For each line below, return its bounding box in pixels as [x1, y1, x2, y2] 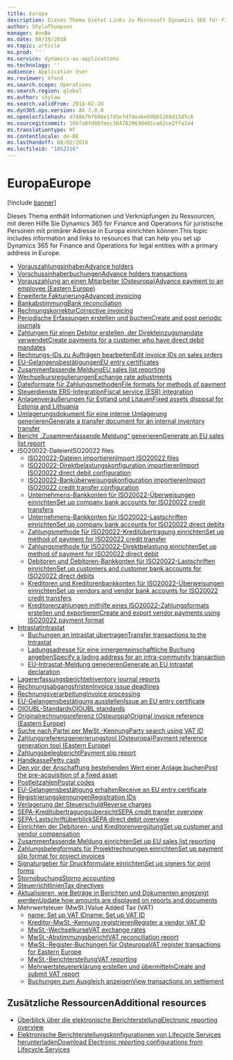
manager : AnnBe [7, 29, 51, 37]
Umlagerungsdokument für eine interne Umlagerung [17, 409, 168, 418]
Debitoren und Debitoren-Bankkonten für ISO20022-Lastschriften [27, 556, 216, 565]
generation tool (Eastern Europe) [17, 741, 111, 749]
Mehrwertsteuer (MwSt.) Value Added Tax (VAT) [17, 903, 154, 912]
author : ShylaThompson [7, 23, 73, 30]
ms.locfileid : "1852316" [7, 146, 79, 153]
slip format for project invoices [17, 851, 105, 860]
